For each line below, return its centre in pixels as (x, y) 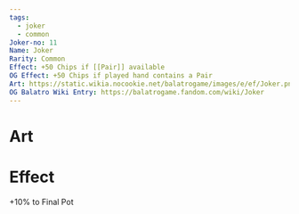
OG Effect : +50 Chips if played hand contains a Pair (111, 76)
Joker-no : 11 (33, 42)
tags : (19, 17)
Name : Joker (31, 51)
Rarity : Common (37, 59)
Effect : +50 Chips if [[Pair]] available (87, 68)
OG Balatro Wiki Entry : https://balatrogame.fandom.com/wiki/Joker (137, 92)
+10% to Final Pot (41, 202)
